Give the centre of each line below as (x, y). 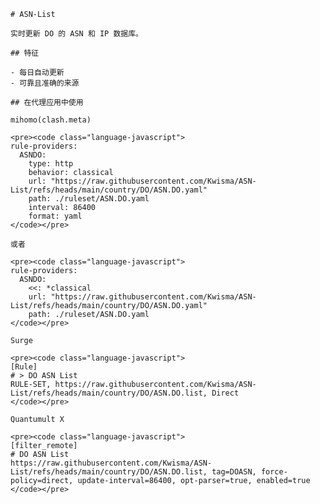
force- (274, 472)
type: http (51, 164)
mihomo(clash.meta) (51, 120)
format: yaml (55, 216)
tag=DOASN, (234, 472)
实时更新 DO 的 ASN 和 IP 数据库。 (76, 34)
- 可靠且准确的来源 (45, 83)
